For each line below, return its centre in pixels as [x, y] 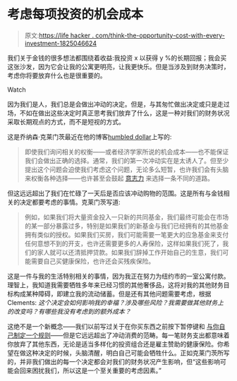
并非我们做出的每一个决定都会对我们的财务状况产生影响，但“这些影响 [120, 361]
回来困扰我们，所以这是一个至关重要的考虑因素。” [91, 370]
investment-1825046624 [61, 43]
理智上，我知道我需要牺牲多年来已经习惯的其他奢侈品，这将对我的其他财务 [115, 285]
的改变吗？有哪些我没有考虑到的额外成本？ [69, 311]
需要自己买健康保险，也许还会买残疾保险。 [93, 261]
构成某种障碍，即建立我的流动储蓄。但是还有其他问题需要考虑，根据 [112, 294]
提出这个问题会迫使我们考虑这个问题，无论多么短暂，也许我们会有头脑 [127, 169]
